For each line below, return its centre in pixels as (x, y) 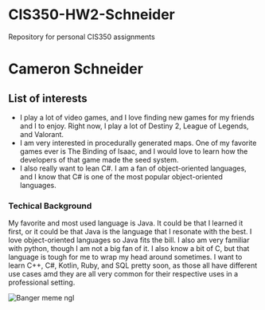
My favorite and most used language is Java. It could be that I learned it (126, 223)
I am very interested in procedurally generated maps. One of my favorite (138, 143)
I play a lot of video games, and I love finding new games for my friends (137, 117)
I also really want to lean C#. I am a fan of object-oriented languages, (133, 168)
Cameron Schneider (76, 69)
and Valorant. (42, 134)
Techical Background (50, 206)
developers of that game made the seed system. (99, 159)
